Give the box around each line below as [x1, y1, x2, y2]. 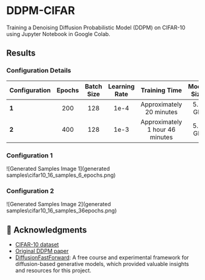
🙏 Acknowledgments [6, 224, 87, 235]
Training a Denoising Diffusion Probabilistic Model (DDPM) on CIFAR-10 [6, 24, 186, 31]
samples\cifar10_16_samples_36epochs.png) [6, 207, 117, 214]
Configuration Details [6, 66, 71, 75]
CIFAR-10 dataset [15, 241, 59, 248]
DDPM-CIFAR [6, 4, 75, 18]
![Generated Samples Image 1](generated [6, 165, 110, 172]
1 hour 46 [147, 125, 176, 134]
